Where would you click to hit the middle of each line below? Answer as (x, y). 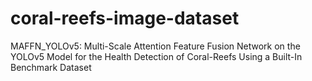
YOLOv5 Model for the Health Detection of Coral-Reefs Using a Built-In (156, 56)
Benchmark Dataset (51, 67)
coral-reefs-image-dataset (125, 18)
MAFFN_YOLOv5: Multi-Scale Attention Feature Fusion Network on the (155, 46)
